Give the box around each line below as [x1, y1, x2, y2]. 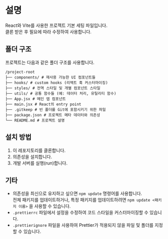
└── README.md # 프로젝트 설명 [5, 117, 65, 123]
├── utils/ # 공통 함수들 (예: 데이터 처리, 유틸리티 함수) [5, 91, 116, 96]
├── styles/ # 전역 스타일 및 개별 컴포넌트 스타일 [5, 86, 101, 91]
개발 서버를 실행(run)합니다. [12, 160, 68, 166]
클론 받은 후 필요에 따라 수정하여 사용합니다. [5, 28, 92, 34]
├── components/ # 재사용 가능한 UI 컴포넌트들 [5, 74, 96, 80]
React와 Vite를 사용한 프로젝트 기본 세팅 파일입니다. [5, 22, 108, 28]
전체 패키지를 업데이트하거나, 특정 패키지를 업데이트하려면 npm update [12, 197, 150, 203]
